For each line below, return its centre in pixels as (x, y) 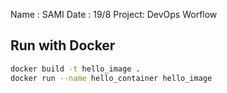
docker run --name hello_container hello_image (111, 78)
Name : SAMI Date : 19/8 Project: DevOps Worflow (114, 14)
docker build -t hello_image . (75, 69)
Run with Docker (63, 45)
